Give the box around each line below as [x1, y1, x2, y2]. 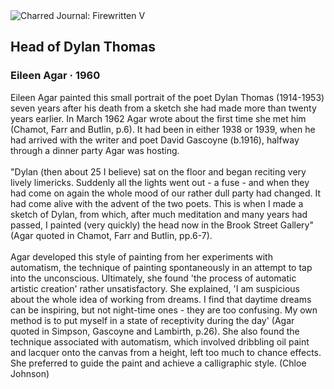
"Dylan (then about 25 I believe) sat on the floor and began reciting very [10, 165, 307, 178]
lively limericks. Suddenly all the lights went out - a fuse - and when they [10, 176, 310, 188]
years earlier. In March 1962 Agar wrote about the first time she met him [10, 112, 307, 124]
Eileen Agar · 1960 [10, 69, 101, 83]
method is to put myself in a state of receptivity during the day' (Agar [10, 314, 295, 326]
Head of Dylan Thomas [10, 39, 156, 56]
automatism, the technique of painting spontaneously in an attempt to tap [10, 261, 313, 273]
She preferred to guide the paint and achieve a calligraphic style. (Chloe [10, 357, 307, 369]
